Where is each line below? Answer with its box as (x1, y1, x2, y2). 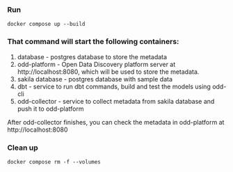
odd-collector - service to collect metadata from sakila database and (17, 97, 215, 105)
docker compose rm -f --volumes (7, 158, 101, 165)
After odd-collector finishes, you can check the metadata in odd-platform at (7, 118, 225, 126)
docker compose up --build (7, 21, 86, 28)
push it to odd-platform (17, 104, 84, 113)
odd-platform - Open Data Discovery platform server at (17, 60, 176, 68)
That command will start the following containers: (7, 37, 179, 47)
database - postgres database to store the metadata (17, 52, 168, 61)
